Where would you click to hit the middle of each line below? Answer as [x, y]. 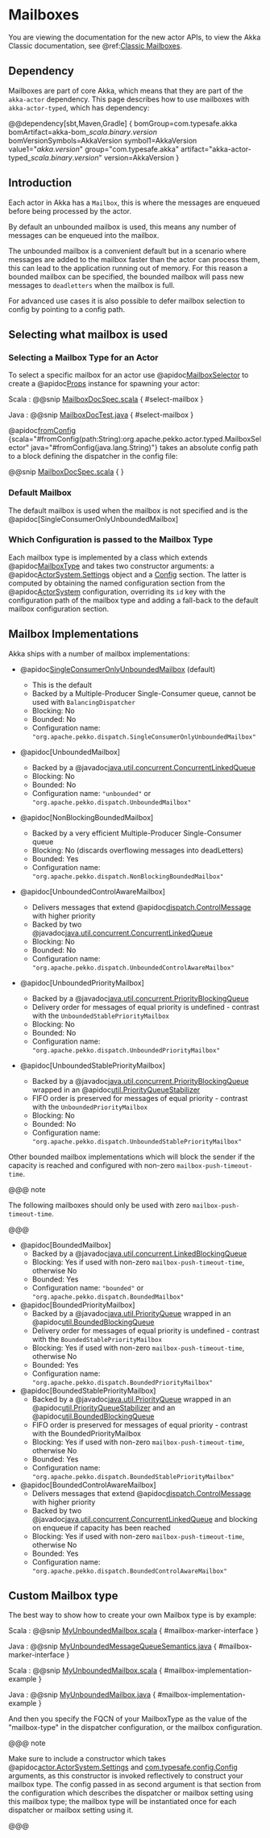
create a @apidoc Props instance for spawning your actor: [104, 384]
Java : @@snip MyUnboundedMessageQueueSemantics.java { [113, 1646]
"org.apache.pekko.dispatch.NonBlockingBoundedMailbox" [128, 877]
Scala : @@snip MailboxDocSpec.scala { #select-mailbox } [106, 399]
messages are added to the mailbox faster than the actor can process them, [134, 259]
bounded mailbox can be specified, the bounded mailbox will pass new [126, 277]
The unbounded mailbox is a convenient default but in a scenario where [127, 251]
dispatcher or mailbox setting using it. [71, 1810]
